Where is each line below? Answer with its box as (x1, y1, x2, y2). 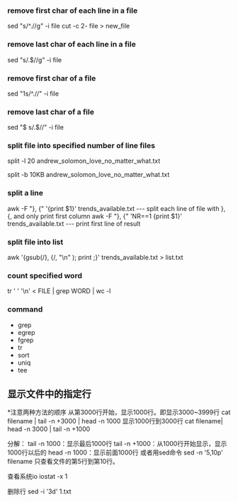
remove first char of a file (7, 73, 96, 83)
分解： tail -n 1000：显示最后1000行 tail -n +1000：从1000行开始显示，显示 (7, 440, 227, 448)
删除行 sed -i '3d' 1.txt (7, 487, 72, 496)
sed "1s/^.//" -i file (7, 89, 59, 98)
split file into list (7, 236, 64, 246)
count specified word (7, 271, 83, 280)
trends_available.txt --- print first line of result (7, 219, 141, 228)
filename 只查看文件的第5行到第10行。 (7, 457, 119, 466)
